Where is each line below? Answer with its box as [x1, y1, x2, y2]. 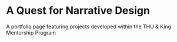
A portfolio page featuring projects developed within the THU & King [6, 23, 172, 30]
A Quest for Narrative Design [6, 4, 150, 17]
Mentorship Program [6, 29, 56, 36]
